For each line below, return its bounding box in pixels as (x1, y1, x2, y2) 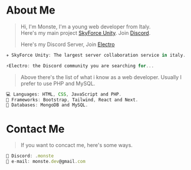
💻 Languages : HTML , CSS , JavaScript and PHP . (6, 91, 122, 97)
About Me (6, 4, 55, 17)
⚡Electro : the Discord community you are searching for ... (6, 63, 154, 68)
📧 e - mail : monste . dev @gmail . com (6, 159, 85, 165)
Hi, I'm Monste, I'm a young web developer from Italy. (20, 23, 151, 30)
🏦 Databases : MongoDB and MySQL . (6, 102, 88, 108)
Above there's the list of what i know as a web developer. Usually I (20, 73, 182, 80)
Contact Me (6, 122, 65, 136)
